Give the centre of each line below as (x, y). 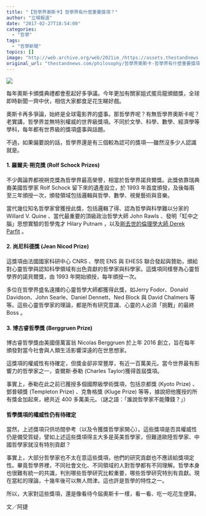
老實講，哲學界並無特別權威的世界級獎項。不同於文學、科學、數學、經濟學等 (103, 121)
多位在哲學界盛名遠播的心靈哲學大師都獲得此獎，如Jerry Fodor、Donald (97, 290)
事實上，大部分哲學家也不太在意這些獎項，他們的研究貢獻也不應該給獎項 (97, 458)
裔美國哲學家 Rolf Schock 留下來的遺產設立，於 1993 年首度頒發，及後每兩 (101, 187)
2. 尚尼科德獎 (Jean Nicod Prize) (48, 247)
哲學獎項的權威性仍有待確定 (41, 414)
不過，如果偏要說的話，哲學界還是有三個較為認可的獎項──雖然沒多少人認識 (101, 142)
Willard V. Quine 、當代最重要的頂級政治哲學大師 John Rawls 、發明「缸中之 (102, 216)
